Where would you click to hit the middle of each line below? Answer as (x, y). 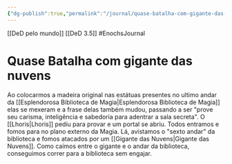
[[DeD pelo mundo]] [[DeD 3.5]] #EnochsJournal (76, 33)
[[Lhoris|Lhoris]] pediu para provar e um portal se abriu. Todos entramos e (113, 124)
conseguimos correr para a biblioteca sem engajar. (79, 153)
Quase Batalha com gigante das (100, 61)
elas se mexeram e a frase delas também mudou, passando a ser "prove (110, 109)
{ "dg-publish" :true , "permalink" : (55, 13)
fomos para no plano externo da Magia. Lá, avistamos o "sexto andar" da (111, 131)
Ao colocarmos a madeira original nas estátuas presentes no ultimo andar (112, 94)
